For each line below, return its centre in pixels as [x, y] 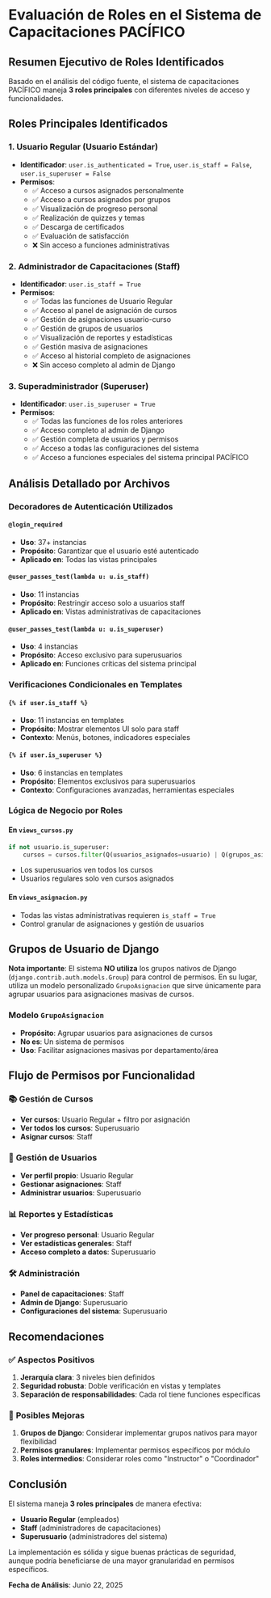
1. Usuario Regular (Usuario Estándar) [83, 147]
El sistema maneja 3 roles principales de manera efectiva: [105, 1504]
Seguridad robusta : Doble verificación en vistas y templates [121, 1385]
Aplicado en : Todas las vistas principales [88, 559]
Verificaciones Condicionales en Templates [96, 685]
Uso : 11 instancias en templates [72, 721]
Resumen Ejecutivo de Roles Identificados [116, 62]
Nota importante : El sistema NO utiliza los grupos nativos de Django [123, 969]
